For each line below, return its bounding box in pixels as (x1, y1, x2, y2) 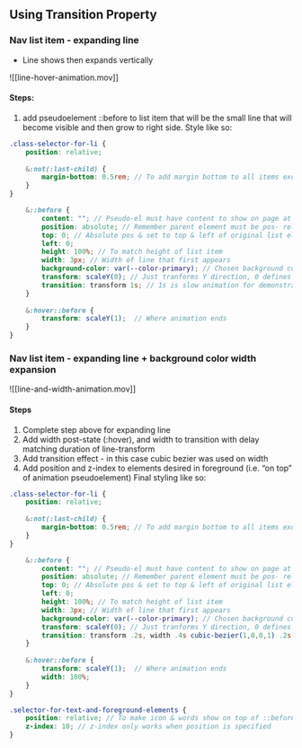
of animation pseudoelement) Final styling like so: (22, 471, 207, 483)
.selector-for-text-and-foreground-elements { (9, 705, 187, 715)
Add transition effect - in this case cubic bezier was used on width (22, 453, 269, 463)
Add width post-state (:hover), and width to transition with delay (22, 434, 260, 444)
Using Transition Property (9, 7, 157, 22)
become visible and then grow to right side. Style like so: (22, 121, 233, 133)
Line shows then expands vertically (22, 54, 154, 66)
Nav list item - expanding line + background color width (9, 352, 257, 365)
